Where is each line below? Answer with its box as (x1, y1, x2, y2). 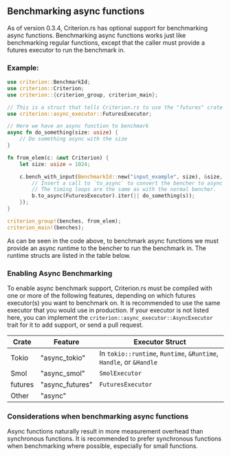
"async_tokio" (40, 353, 86, 363)
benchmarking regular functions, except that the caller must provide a (7, 38, 205, 47)
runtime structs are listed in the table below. (7, 251, 131, 259)
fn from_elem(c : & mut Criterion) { (7, 154, 109, 161)
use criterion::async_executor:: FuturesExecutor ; (7, 110, 153, 117)
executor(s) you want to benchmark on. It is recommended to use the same (7, 299, 221, 307)
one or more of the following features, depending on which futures (7, 292, 196, 300)
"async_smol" (40, 369, 85, 378)
